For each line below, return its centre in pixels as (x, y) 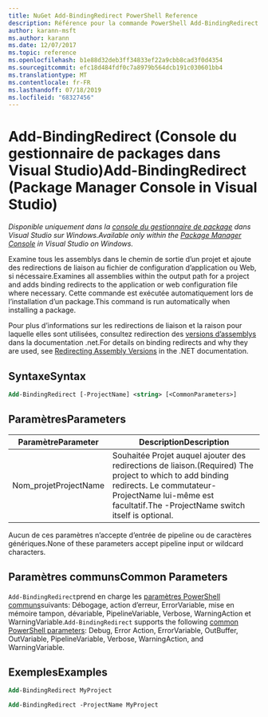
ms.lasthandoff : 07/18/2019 (55, 90)
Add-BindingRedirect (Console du (122, 137)
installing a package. (42, 310)
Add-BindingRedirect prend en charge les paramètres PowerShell (114, 596)
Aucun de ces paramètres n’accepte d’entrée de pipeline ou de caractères (130, 535)
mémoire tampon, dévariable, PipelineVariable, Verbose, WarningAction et (130, 613)
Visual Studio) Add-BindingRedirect (128, 170)
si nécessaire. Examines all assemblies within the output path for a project (129, 276)
